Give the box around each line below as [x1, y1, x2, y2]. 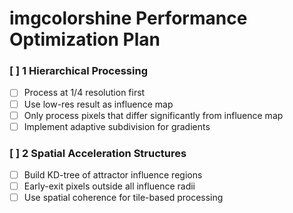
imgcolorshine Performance [9, 7, 248, 30]
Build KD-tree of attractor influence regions [23, 169, 203, 181]
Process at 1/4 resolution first [23, 87, 146, 99]
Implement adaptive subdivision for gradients [23, 120, 211, 132]
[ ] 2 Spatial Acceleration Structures [9, 146, 187, 160]
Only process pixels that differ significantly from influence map [23, 109, 284, 121]
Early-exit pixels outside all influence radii [23, 180, 196, 192]
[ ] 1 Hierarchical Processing [9, 64, 148, 78]
